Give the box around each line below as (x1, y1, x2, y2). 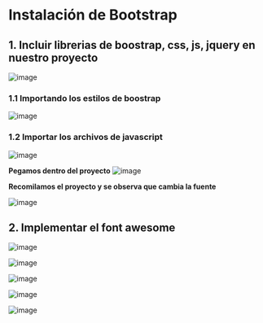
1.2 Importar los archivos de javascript (8, 132, 163, 143)
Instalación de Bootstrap (8, 6, 178, 24)
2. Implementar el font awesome (8, 220, 176, 234)
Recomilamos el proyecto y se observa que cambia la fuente (8, 181, 217, 191)
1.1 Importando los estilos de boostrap (8, 92, 161, 103)
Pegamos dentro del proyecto (8, 165, 112, 176)
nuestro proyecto (8, 50, 99, 64)
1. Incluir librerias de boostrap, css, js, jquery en (8, 38, 256, 52)
